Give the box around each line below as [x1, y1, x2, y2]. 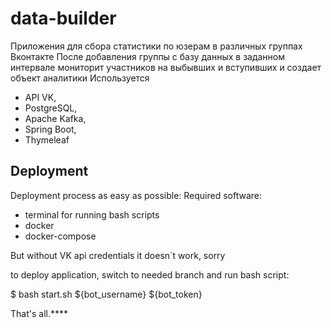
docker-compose [24, 230, 97, 242]
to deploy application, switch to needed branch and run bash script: [10, 268, 290, 281]
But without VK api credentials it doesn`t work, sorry [10, 249, 226, 261]
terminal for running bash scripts [24, 208, 160, 221]
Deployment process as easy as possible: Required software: [10, 189, 263, 201]
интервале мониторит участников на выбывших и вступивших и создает [10, 61, 322, 73]
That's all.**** [10, 307, 69, 319]
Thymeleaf [24, 133, 70, 146]
